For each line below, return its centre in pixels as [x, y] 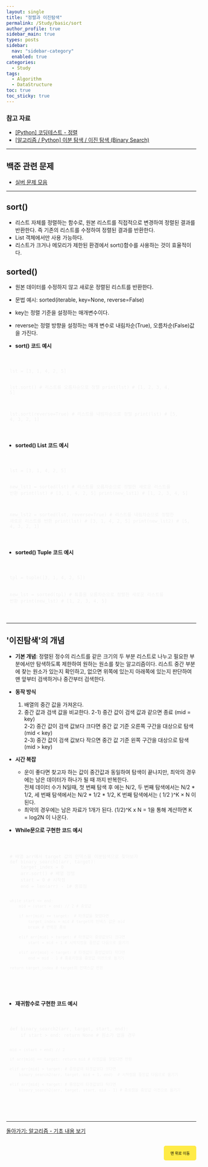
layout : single [25, 12]
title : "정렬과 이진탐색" [34, 17]
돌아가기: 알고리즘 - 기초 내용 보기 [46, 1131]
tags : [13, 74]
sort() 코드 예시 [33, 346]
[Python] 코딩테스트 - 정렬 [46, 133]
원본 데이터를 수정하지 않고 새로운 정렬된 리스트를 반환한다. [84, 287]
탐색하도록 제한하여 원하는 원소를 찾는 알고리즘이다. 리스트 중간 [110, 663]
